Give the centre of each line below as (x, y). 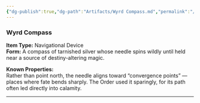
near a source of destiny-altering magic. (55, 57)
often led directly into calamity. (44, 88)
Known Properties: (30, 69)
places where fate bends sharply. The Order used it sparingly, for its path (96, 82)
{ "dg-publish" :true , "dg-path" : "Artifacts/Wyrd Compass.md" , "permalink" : (98, 12)
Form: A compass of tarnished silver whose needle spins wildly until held (96, 51)
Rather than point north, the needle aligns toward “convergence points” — (97, 75)
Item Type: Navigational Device (45, 45)
